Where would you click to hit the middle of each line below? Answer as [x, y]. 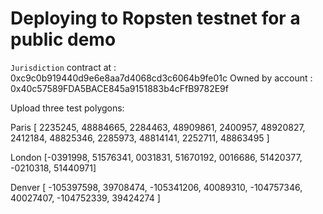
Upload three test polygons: [67, 108]
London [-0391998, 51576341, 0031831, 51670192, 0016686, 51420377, [156, 157]
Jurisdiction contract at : [63, 67]
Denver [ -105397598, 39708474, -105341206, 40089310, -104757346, [156, 187]
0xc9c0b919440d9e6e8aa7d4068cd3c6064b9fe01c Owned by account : [161, 78]
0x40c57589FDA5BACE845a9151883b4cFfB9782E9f [119, 88]
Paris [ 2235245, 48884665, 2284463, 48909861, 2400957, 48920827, [158, 127]
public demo [63, 39]
